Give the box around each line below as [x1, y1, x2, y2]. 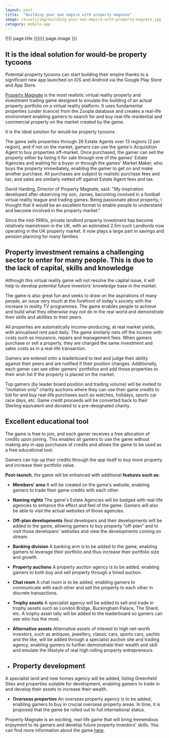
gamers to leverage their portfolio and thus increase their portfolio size [12, 549, 160, 555]
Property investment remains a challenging [5, 248, 144, 257]
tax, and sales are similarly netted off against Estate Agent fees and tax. [5, 176, 154, 182]
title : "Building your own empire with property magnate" [5, 12, 132, 17]
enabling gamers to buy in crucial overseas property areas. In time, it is [12, 701, 160, 707]
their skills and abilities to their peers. [5, 314, 83, 320]
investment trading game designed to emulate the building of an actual [5, 97, 152, 104]
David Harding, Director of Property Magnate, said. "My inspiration [5, 186, 144, 192]
